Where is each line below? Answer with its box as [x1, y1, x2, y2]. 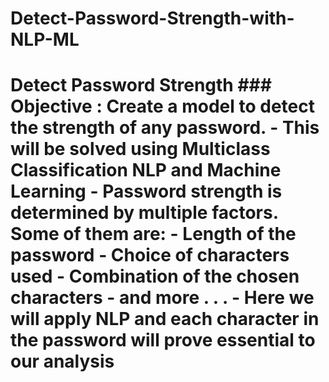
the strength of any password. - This [10, 117, 320, 139]
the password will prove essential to [10, 329, 316, 352]
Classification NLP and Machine [10, 159, 282, 182]
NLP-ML [10, 28, 80, 51]
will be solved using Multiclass [10, 138, 271, 161]
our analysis [10, 350, 115, 373]
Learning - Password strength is [10, 180, 283, 203]
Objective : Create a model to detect [10, 95, 315, 118]
